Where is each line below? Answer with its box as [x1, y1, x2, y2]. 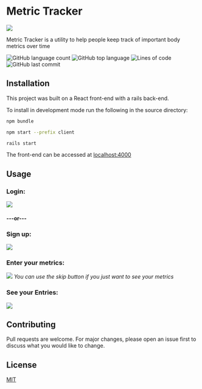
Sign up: [6, 230, 32, 238]
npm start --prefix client [6, 129, 75, 135]
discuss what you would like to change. [6, 342, 105, 349]
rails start [6, 140, 37, 146]
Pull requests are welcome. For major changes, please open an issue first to [6, 335, 197, 343]
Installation [6, 78, 50, 89]
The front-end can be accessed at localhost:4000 [6, 151, 132, 159]
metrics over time [6, 42, 50, 49]
